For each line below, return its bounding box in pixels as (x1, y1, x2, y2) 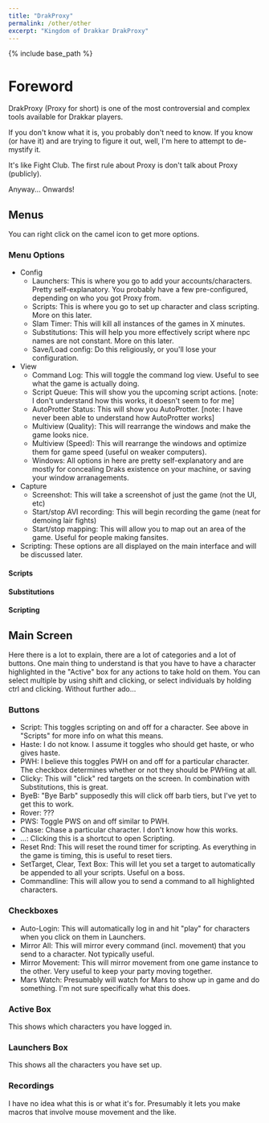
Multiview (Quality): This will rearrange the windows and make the (31, 422, 251, 431)
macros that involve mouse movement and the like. (8, 1107, 177, 1117)
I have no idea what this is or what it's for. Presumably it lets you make (8, 1098, 241, 1108)
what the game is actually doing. (31, 379, 140, 389)
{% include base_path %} (8, 49, 93, 59)
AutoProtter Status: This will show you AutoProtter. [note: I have (31, 404, 243, 415)
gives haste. (19, 748, 61, 758)
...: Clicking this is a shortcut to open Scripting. (19, 834, 175, 844)
